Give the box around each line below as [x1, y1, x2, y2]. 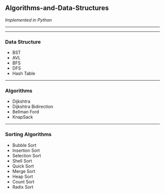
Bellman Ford [12, 109, 39, 115]
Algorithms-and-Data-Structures [5, 4, 109, 12]
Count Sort [12, 179, 34, 185]
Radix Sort [12, 184, 33, 190]
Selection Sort [12, 152, 41, 159]
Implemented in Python [5, 17, 52, 23]
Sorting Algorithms [5, 131, 52, 138]
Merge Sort [12, 168, 35, 174]
